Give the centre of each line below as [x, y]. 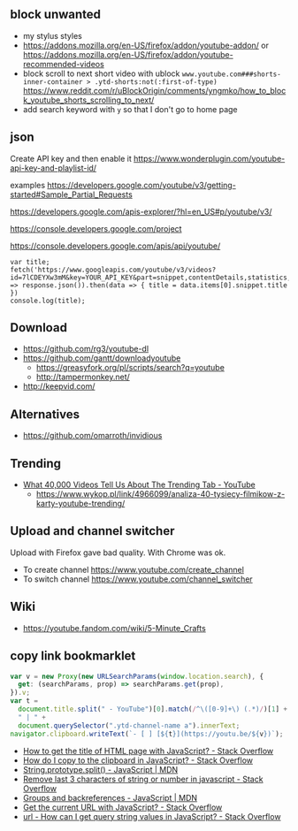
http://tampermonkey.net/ [83, 377]
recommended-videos [63, 64]
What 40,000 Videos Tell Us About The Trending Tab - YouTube [139, 484]
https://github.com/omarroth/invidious [92, 436]
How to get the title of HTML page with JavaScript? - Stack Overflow [148, 751]
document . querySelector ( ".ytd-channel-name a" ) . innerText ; [129, 725]
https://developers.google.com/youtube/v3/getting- [142, 185]
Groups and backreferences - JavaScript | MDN [110, 797]
